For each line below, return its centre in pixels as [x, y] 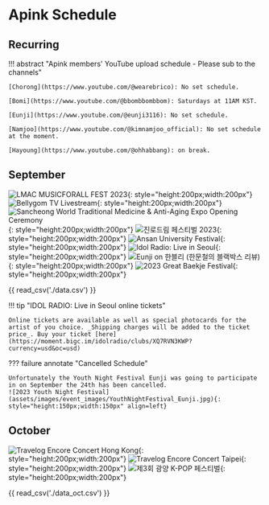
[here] [106, 334]
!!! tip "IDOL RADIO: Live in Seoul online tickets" [87, 305]
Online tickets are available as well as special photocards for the [128, 320]
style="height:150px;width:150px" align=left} [88, 406]
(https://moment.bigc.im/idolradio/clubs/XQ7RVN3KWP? [101, 341]
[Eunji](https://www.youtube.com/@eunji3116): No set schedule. [118, 115]
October [29, 431]
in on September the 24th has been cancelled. [88, 385]
